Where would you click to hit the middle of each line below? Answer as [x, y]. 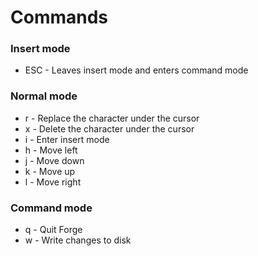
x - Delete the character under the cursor [109, 128]
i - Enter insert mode [67, 139]
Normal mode [44, 96]
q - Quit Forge [53, 230]
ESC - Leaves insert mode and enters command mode [136, 70]
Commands [59, 17]
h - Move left [51, 150]
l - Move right [53, 182]
